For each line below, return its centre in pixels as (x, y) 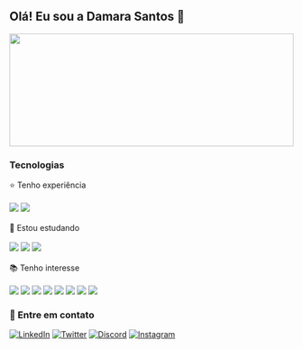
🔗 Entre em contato (52, 315)
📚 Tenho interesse (45, 268)
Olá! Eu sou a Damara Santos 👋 (97, 17)
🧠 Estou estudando (45, 228)
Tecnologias (37, 165)
